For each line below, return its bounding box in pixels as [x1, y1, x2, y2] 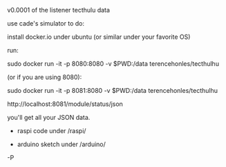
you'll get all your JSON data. [7, 114, 91, 121]
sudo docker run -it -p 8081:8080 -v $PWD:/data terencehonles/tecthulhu [7, 87, 218, 94]
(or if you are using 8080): [7, 73, 82, 81]
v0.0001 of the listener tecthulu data [7, 6, 111, 14]
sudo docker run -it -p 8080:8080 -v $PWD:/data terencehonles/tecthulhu [7, 60, 220, 68]
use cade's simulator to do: [7, 19, 85, 27]
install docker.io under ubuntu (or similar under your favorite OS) [7, 33, 191, 41]
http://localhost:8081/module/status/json [7, 100, 123, 108]
